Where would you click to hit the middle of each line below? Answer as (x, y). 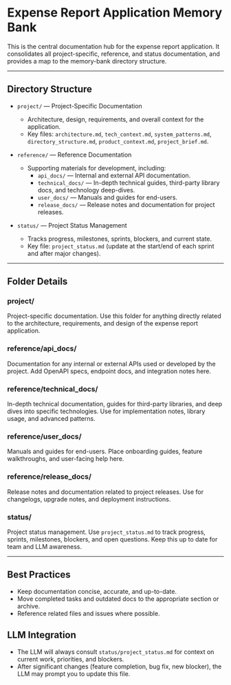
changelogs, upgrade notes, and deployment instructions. (89, 499)
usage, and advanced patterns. (51, 419)
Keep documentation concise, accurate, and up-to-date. (97, 591)
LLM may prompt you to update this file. (74, 673)
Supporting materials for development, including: (97, 168)
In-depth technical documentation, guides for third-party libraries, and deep (115, 404)
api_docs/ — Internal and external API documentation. (114, 175)
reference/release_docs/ (49, 477)
